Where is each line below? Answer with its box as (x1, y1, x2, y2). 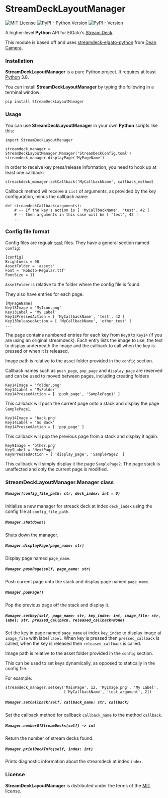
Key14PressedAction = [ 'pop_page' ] (5, 424, 85, 430)
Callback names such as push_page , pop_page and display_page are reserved (5, 367, 162, 373)
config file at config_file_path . (5, 508, 70, 514)
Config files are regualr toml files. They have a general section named (5, 240, 150, 246)
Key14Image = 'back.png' (5, 415, 57, 420)
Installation (5, 57, 34, 64)
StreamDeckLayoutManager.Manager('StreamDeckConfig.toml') (5, 151, 132, 156)
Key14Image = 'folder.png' (5, 383, 62, 388)
